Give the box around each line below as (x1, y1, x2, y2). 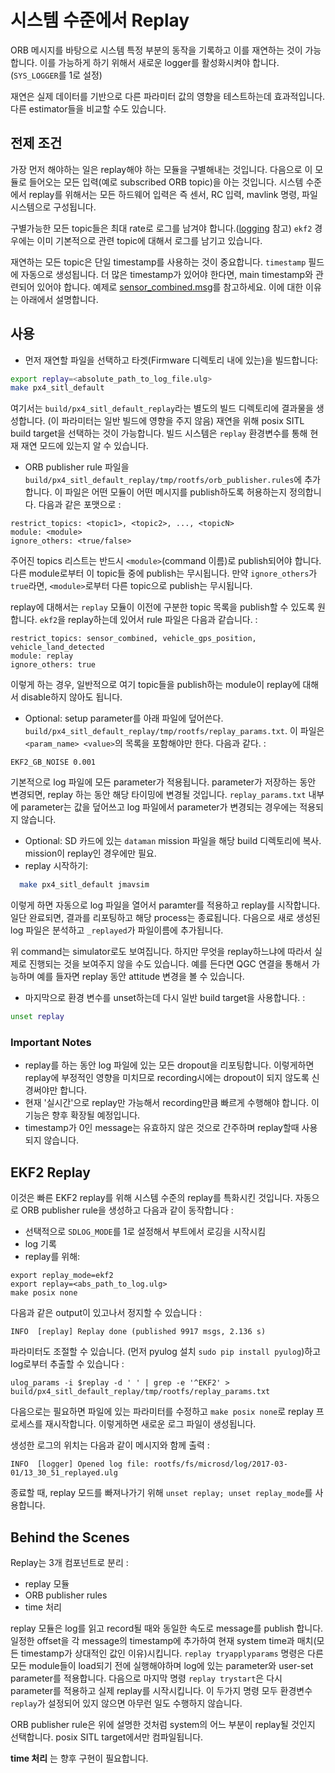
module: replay (10, 651, 74, 661)
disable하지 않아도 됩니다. (20, 691, 123, 703)
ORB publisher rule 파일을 (24, 461, 130, 473)
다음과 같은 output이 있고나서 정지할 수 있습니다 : (10, 1307, 203, 1319)
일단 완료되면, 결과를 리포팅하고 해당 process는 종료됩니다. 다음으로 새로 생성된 (10, 912, 321, 924)
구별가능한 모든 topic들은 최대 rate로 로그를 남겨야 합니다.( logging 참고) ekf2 (10, 222, 313, 234)
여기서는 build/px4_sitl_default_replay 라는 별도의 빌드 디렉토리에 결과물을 (10, 402, 314, 415)
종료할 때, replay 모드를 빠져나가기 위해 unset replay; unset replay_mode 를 (10, 1487, 313, 1499)
